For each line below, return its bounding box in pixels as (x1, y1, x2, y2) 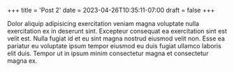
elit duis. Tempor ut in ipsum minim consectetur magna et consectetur (7, 49, 209, 57)
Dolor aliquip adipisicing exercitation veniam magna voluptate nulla (7, 20, 200, 27)
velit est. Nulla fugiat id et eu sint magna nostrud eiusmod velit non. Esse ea (7, 34, 226, 43)
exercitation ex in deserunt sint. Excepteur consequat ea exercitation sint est (7, 27, 227, 35)
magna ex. (7, 57, 38, 65)
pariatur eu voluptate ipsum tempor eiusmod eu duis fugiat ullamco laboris (7, 42, 221, 50)
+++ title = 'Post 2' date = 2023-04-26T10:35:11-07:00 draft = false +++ (7, 6, 215, 14)
